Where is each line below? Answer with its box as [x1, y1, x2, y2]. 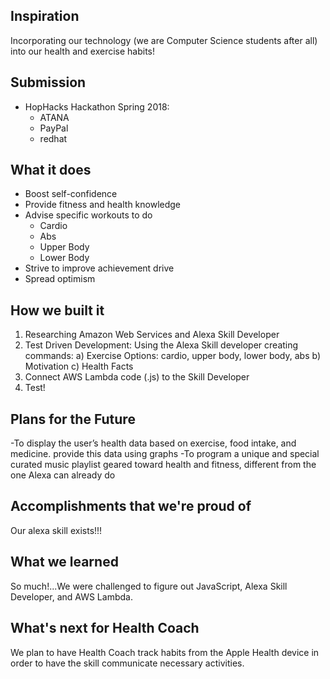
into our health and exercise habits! [10, 45, 156, 57]
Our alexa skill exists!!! [10, 524, 103, 536]
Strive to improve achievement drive [24, 262, 175, 274]
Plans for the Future [10, 410, 136, 428]
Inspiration [10, 8, 80, 25]
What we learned [10, 554, 119, 571]
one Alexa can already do [10, 469, 116, 481]
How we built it [10, 302, 105, 319]
